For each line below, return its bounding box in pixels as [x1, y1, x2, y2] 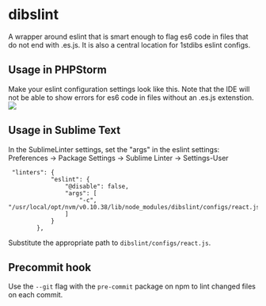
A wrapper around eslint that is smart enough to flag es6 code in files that [8, 32, 249, 41]
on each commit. [8, 290, 63, 300]
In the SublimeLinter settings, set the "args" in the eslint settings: [8, 144, 220, 154]
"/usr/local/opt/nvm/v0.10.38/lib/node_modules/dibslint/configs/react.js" [8, 203, 264, 211]
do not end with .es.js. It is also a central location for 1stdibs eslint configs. [8, 40, 251, 49]
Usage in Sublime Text [8, 124, 121, 137]
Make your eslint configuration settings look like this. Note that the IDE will [8, 84, 250, 94]
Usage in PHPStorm [8, 63, 107, 77]
